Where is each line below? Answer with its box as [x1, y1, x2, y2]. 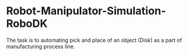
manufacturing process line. [6, 43, 76, 50]
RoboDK [6, 17, 48, 30]
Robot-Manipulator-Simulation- [6, 4, 167, 18]
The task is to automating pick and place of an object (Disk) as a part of [6, 36, 182, 43]
